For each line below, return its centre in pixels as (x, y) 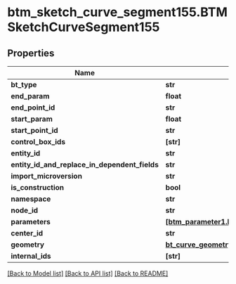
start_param (32, 119)
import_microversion (47, 176)
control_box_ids (38, 142)
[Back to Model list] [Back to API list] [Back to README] (88, 273)
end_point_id (33, 108)
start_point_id (34, 130)
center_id (27, 233)
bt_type (24, 85)
